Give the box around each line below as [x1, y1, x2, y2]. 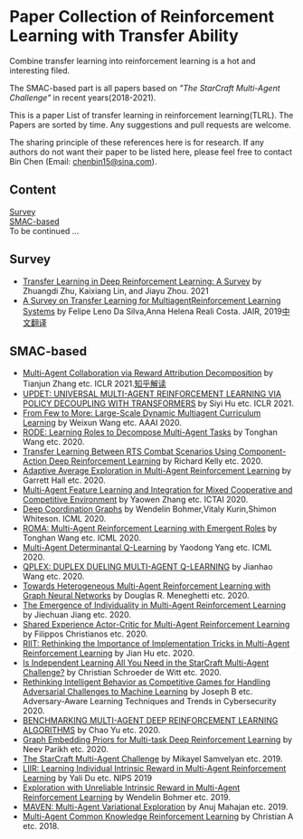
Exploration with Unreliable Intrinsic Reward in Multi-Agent [22, 782, 241, 793]
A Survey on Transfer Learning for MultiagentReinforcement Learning [22, 295, 281, 306]
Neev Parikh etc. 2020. [22, 744, 109, 755]
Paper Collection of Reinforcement [9, 6, 274, 27]
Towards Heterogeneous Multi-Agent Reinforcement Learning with [22, 580, 271, 591]
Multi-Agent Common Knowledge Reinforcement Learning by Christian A [22, 811, 294, 822]
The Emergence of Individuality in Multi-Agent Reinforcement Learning [22, 599, 287, 611]
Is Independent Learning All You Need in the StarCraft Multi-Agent [22, 657, 270, 668]
